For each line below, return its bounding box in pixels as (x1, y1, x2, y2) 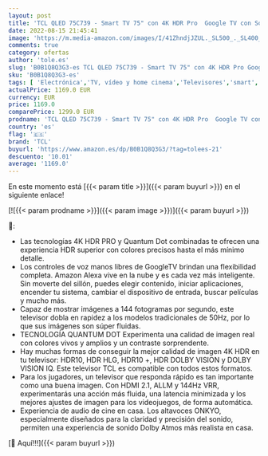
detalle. (19, 254, 45, 263)
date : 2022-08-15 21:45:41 (8, 26, 98, 34)
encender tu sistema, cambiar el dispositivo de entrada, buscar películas (19, 288, 259, 297)
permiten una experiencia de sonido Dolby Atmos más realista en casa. (19, 423, 254, 433)
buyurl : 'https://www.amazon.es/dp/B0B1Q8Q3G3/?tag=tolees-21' (8, 145, 223, 153)
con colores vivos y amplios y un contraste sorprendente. (19, 338, 210, 348)
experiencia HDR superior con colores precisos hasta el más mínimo (19, 245, 245, 255)
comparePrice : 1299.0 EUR (8, 108, 94, 116)
